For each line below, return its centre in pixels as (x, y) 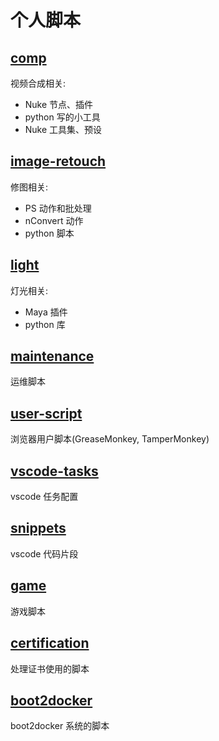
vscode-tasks (54, 471)
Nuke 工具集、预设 (63, 129)
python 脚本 (49, 233)
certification (50, 643)
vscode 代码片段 (44, 553)
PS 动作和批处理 (58, 208)
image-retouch (58, 161)
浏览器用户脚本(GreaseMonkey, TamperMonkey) (110, 439)
